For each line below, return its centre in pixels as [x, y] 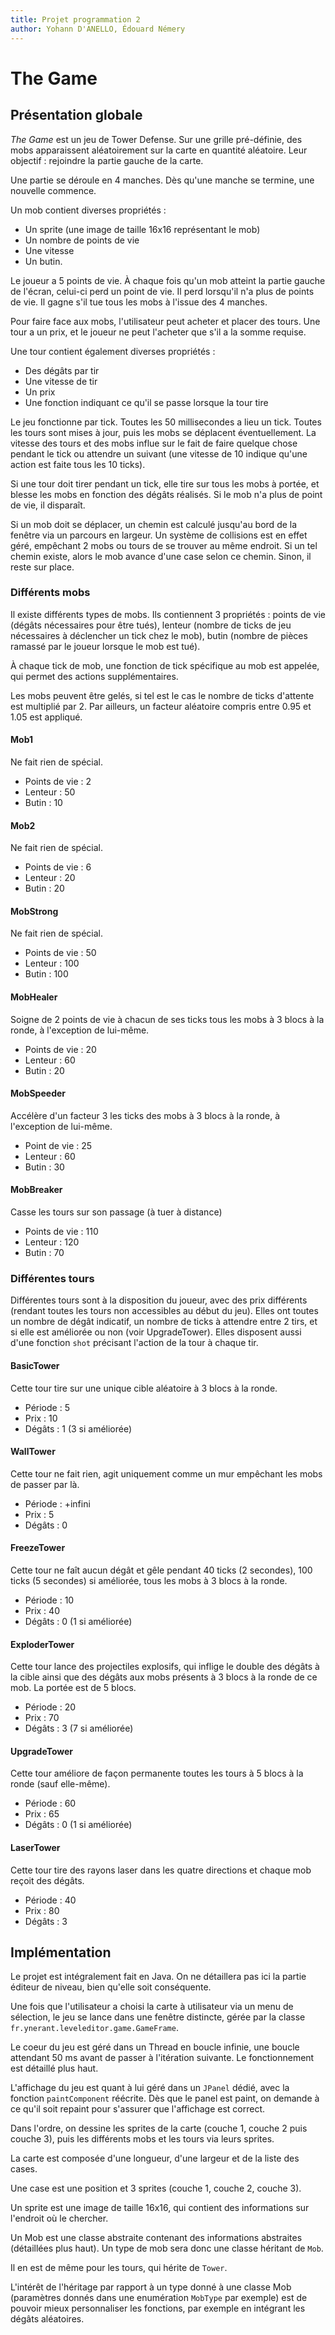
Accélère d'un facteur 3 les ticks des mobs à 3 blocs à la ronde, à [145, 1115]
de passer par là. [45, 1484]
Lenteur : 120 [52, 1242]
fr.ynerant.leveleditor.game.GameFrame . [94, 2028]
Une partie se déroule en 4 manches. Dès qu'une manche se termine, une [162, 180]
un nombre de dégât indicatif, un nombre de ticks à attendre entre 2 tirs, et [164, 1322]
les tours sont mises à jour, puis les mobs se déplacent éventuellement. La [163, 432]
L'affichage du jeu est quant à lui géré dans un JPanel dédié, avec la [150, 2088]
